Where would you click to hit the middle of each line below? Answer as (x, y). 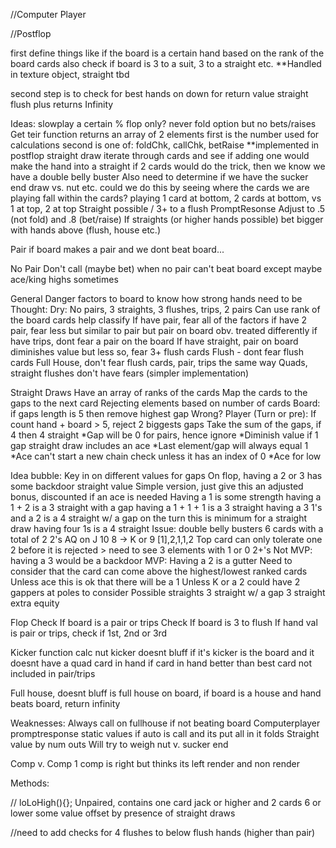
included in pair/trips (53, 673)
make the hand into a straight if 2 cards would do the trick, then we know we (168, 166)
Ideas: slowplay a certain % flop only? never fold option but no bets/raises (163, 123)
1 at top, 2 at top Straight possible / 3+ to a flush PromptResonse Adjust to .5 (168, 208)
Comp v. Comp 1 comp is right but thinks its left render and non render (155, 763)
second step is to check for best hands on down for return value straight (159, 93)
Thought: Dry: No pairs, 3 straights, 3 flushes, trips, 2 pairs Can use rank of (165, 309)
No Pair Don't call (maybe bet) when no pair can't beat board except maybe (166, 268)
